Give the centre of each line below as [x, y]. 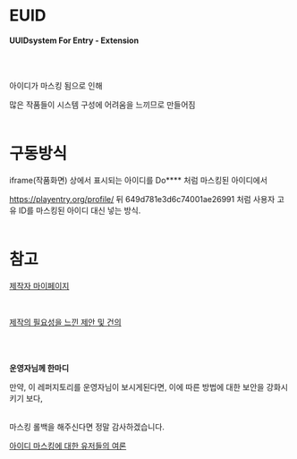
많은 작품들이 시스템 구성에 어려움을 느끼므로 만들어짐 [102, 105]
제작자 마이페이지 [39, 285]
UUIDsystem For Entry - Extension [74, 40]
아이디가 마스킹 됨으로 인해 [56, 85]
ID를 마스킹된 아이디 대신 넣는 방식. [80, 210]
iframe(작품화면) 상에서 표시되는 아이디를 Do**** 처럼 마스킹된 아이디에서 [139, 180]
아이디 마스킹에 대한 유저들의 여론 [68, 446]
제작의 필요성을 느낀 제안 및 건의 [66, 322]
